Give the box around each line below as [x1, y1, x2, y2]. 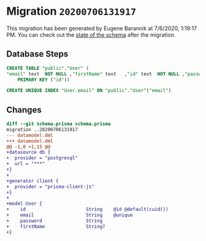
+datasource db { [6, 149, 51, 156]
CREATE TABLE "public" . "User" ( [6, 65, 89, 71]
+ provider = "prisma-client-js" [6, 183, 95, 189]
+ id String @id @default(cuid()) [6, 207, 169, 213]
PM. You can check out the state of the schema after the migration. [6, 31, 176, 38]
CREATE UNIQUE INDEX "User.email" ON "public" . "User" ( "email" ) [6, 88, 172, 94]
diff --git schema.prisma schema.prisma [6, 121, 112, 127]
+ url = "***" [6, 161, 45, 167]
